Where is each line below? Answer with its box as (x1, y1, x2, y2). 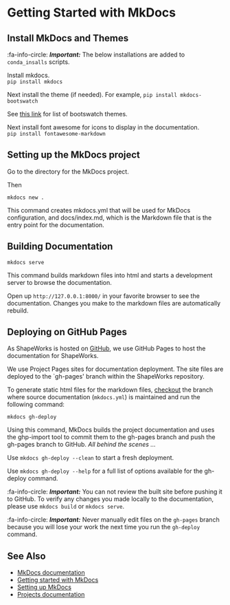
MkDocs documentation (16, 569, 86, 577)
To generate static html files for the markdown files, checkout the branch (7, 385, 214, 394)
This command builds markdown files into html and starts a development (7, 270, 213, 279)
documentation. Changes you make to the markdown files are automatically (7, 299, 221, 307)
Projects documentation (16, 591, 85, 599)
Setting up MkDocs (16, 583, 72, 591)
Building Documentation (7, 241, 113, 253)
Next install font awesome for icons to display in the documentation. (7, 123, 200, 131)
